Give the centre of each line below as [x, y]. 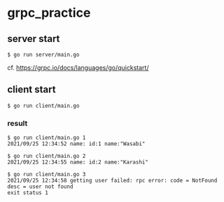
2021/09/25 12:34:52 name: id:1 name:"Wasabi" [76, 144]
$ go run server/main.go [43, 55]
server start [34, 39]
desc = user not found [40, 187]
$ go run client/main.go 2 [47, 156]
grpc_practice [49, 13]
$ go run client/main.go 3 [47, 175]
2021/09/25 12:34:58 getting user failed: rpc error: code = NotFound [112, 181]
